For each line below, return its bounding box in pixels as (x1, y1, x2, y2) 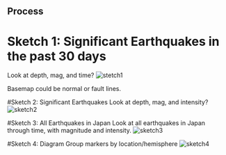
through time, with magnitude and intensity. (7, 127, 132, 135)
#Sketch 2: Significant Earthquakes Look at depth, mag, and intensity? (7, 98, 209, 106)
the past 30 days (7, 48, 106, 64)
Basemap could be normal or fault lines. (7, 85, 122, 93)
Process (7, 6, 44, 17)
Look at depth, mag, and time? (7, 71, 95, 79)
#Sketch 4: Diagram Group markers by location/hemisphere (7, 140, 178, 148)
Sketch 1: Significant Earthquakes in (7, 33, 220, 49)
